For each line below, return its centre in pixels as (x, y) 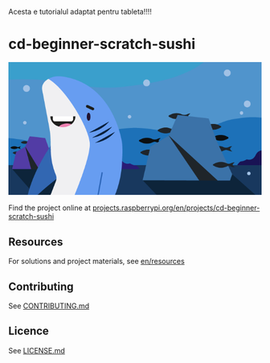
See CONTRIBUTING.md (49, 306)
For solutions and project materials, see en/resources (96, 262)
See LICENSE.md (37, 350)
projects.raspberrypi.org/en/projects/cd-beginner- (176, 208)
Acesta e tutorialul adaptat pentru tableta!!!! (80, 12)
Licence (29, 331)
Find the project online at (49, 208)
